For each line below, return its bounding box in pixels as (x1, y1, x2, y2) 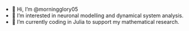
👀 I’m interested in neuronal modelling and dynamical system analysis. (11, 12, 184, 19)
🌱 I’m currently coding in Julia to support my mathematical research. (11, 18, 179, 25)
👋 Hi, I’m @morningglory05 (11, 6, 78, 13)
